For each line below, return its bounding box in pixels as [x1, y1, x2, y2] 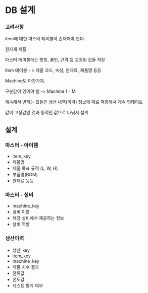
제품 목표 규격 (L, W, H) [12, 165, 58, 171]
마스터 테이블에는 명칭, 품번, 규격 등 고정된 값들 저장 [5, 57, 105, 63]
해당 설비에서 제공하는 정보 [12, 215, 64, 221]
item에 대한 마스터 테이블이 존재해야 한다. [5, 36, 86, 42]
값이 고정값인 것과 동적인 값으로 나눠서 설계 [5, 110, 89, 116]
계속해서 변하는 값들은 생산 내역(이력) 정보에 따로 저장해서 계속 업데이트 [5, 99, 143, 105]
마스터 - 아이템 [5, 142, 38, 148]
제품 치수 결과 [12, 264, 39, 270]
